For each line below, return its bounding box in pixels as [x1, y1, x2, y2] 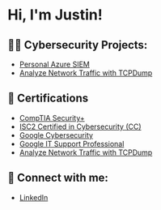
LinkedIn [19, 192, 49, 202]
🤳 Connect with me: [7, 171, 108, 185]
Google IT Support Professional [19, 139, 125, 148]
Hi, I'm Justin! [7, 6, 103, 24]
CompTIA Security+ [19, 113, 86, 122]
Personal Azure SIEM [19, 59, 90, 69]
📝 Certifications [7, 92, 89, 105]
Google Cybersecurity [19, 130, 94, 139]
